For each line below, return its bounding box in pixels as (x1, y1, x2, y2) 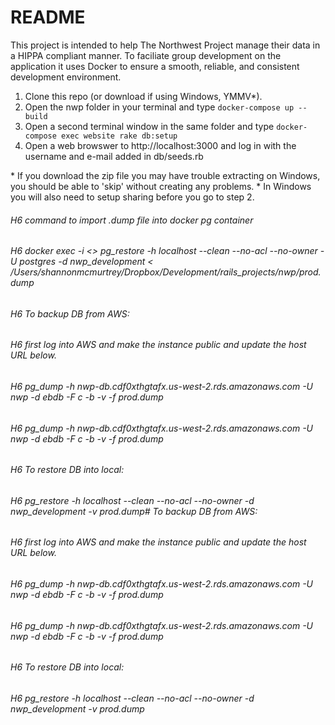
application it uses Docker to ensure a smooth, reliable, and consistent (10, 60, 300, 72)
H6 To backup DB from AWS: (10, 307, 130, 320)
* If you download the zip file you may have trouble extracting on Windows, (10, 169, 321, 181)
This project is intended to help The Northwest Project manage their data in (10, 39, 321, 51)
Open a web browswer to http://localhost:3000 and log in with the (24, 139, 297, 151)
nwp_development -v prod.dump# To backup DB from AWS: (10, 505, 258, 517)
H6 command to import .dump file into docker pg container (10, 214, 254, 226)
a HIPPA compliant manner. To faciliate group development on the (10, 49, 282, 61)
